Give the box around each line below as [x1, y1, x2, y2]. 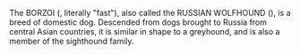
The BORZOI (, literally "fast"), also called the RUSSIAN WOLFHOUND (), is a [9, 8, 291, 18]
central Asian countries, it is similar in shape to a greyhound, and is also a [9, 27, 280, 36]
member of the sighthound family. [9, 35, 134, 46]
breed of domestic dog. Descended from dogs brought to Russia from [9, 17, 267, 27]
